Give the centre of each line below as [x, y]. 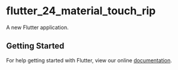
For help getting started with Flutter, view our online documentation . [89, 60]
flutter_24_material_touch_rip [81, 11]
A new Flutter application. [37, 27]
